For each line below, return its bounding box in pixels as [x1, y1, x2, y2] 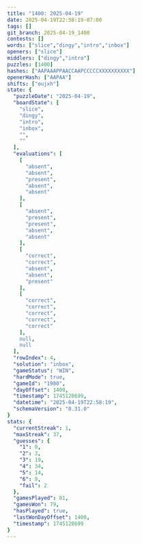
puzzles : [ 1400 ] [7, 61, 53, 68]
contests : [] [7, 36, 44, 43]
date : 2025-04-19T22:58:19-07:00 [7, 16, 102, 23]
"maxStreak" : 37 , [13, 431, 63, 438]
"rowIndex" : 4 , [13, 355, 57, 362]
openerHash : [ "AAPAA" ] [7, 73, 72, 81]
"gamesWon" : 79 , [13, 501, 59, 508]
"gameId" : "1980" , [13, 380, 66, 387]
